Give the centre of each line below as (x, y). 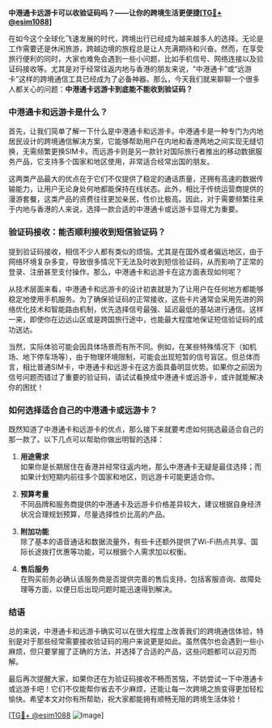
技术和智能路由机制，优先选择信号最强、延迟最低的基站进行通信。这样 (147, 309)
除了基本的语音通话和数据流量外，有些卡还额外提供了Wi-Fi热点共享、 (136, 541)
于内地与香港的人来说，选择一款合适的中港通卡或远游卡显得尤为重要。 (125, 209)
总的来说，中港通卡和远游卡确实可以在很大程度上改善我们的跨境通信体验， (132, 632)
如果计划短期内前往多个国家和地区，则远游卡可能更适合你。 (119, 476)
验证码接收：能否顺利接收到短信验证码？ (87, 232)
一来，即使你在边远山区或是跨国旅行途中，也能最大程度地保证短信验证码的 (132, 319)
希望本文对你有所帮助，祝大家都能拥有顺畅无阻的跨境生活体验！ (136, 699)
